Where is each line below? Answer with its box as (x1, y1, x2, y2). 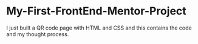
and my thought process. (6, 30, 69, 37)
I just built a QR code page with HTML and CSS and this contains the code (6, 24, 193, 31)
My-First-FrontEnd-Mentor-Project (6, 4, 186, 18)
